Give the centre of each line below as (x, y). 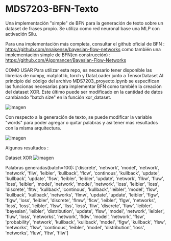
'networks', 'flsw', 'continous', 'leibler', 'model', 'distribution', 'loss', (75, 227)
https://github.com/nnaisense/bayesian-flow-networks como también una (83, 49)
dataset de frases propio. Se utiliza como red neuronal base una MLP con (82, 28)
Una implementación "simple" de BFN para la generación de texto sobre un (84, 23)
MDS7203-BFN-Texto (52, 9)
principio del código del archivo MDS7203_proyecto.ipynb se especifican (82, 81)
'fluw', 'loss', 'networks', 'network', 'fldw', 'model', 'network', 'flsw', (75, 216)
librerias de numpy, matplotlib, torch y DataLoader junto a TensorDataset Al (84, 75)
